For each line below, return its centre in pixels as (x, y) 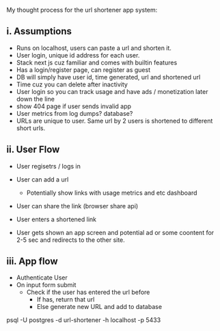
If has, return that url (66, 299)
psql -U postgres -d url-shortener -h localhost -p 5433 (84, 320)
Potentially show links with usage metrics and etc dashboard (112, 193)
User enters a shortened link (56, 219)
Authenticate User (42, 278)
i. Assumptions (39, 31)
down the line (36, 99)
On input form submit (46, 285)
